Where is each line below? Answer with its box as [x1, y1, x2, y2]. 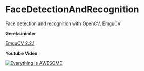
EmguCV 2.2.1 [5, 40, 35, 46]
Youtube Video [5, 50, 38, 56]
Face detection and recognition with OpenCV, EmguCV [5, 20, 121, 27]
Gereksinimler [5, 30, 36, 36]
